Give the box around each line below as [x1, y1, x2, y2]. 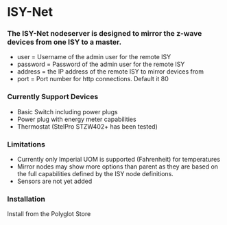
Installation [7, 194, 46, 204]
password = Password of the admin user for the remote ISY [16, 60, 185, 69]
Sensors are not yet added [16, 177, 93, 186]
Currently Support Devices [7, 92, 99, 102]
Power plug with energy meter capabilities [16, 115, 136, 123]
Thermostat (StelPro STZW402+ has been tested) [16, 122, 158, 131]
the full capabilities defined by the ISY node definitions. [16, 170, 174, 178]
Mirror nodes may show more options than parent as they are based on [16, 162, 218, 171]
